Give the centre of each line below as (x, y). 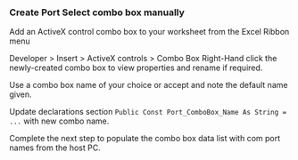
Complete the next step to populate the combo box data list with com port (145, 139)
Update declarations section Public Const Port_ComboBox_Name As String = (148, 112)
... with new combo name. (59, 121)
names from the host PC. (55, 148)
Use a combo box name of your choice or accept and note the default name (149, 85)
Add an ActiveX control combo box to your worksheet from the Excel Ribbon (149, 32)
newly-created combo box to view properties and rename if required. (136, 68)
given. (21, 94)
